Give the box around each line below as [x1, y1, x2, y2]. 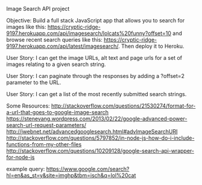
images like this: [6, 24, 46, 30]
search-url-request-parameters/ [6, 122, 86, 129]
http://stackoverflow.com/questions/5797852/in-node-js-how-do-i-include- [6, 134, 195, 141]
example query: [6, 166, 45, 172]
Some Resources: [6, 102, 50, 109]
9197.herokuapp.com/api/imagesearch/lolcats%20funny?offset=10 [6, 30, 172, 37]
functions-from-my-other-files [6, 141, 82, 148]
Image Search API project [6, 5, 70, 12]
